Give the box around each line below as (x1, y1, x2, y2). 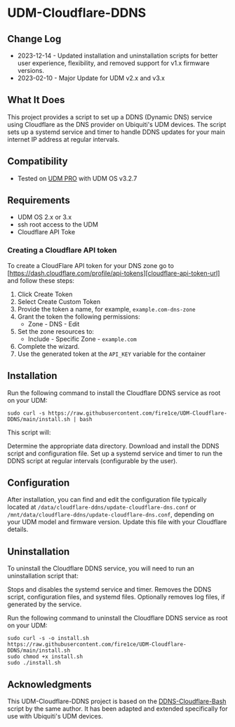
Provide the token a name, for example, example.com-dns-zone (17, 305, 196, 313)
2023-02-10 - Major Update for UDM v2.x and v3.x (17, 74, 165, 82)
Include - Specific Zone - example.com (27, 335, 137, 343)
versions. (17, 67, 44, 74)
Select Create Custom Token (17, 297, 101, 306)
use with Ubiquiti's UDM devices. (7, 712, 103, 720)
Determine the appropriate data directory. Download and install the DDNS (7, 441, 220, 450)
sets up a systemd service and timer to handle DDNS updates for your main (7, 128, 226, 136)
